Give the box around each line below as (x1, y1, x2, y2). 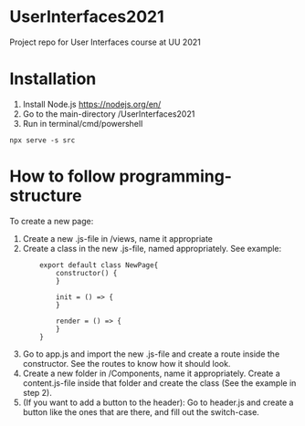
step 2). (22, 387, 52, 398)
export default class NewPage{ (39, 260, 159, 270)
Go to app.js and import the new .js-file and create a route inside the (22, 348, 280, 359)
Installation (9, 68, 97, 89)
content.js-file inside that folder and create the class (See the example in (22, 377, 297, 389)
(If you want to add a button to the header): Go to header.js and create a (22, 397, 294, 408)
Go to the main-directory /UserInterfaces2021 (22, 108, 195, 119)
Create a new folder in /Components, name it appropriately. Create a (22, 368, 280, 379)
